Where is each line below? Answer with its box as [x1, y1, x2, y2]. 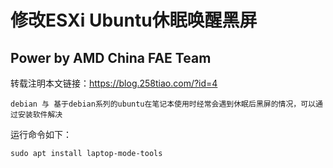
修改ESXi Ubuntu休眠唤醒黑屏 [10, 9, 258, 32]
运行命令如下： [10, 129, 72, 140]
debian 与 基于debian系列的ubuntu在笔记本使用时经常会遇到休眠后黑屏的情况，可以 [10, 99, 317, 109]
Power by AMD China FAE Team [10, 49, 212, 66]
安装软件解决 [17, 110, 63, 120]
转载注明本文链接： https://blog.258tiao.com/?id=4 [10, 77, 218, 89]
